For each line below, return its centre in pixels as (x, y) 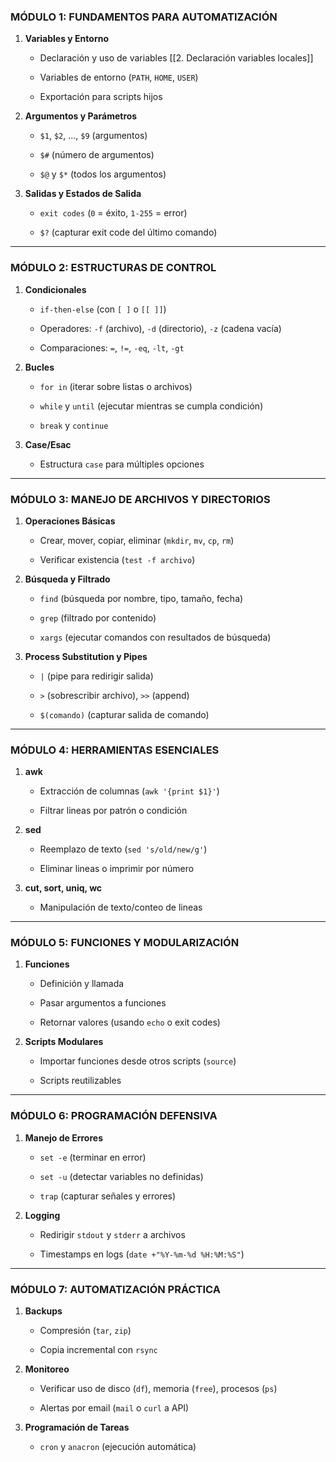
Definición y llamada (82, 984)
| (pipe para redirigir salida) (96, 676)
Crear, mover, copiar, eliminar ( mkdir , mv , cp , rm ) (137, 540)
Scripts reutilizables (80, 1081)
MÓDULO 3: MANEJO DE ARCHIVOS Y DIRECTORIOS (140, 499)
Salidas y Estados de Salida (83, 194)
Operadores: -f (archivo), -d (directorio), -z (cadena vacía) (160, 328)
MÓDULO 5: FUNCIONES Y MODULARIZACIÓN (125, 943)
